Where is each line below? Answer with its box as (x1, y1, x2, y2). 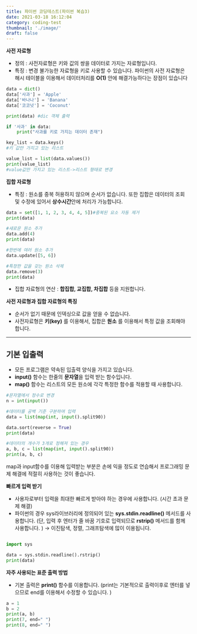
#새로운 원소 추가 (6, 225, 43, 232)
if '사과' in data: (6, 124, 52, 130)
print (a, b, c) (6, 451, 43, 458)
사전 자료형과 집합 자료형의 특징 (6, 298, 77, 305)
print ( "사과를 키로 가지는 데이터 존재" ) (16, 129, 103, 135)
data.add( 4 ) (6, 231, 35, 237)
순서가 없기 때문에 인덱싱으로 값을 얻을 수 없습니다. (14, 311, 131, 318)
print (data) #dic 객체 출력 (6, 113, 70, 119)
